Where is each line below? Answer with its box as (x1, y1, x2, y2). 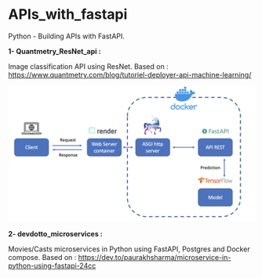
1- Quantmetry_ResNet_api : (8, 46, 101, 56)
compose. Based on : (8, 252, 77, 262)
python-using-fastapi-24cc (8, 261, 96, 270)
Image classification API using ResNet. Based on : (8, 61, 169, 71)
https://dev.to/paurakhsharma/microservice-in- (78, 252, 231, 262)
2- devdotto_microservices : (8, 229, 104, 238)
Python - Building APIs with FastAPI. (8, 31, 126, 41)
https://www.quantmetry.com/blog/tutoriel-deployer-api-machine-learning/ (8, 70, 252, 79)
